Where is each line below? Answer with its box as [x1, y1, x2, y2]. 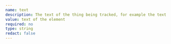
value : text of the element [5, 17, 66, 22]
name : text [5, 7, 29, 13]
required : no [5, 21, 33, 27]
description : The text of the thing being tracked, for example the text [5, 12, 167, 17]
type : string [5, 26, 33, 31]
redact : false [5, 31, 36, 36]
